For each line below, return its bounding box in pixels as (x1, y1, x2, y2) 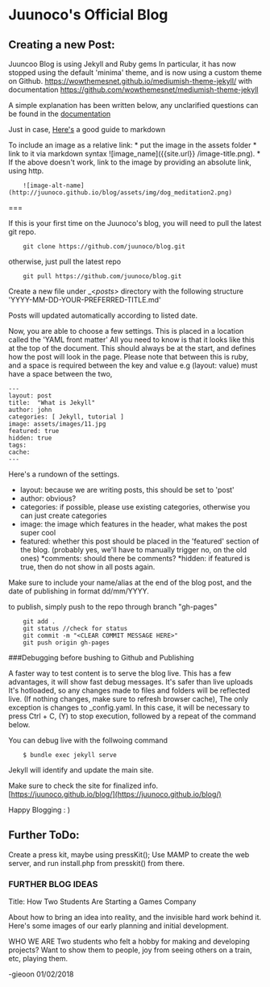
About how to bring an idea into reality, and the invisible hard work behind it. (8, 913, 262, 922)
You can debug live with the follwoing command (8, 735, 168, 745)
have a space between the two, (8, 369, 113, 378)
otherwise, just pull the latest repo (8, 256, 122, 266)
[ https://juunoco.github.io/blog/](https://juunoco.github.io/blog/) (8, 789, 222, 799)
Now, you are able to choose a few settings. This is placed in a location (8, 327, 244, 335)
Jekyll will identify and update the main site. (8, 765, 154, 775)
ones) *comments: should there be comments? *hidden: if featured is (19, 554, 251, 563)
